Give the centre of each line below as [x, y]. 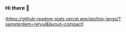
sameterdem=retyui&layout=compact [44, 24]
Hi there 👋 [18, 8]
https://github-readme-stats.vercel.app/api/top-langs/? [64, 19]
